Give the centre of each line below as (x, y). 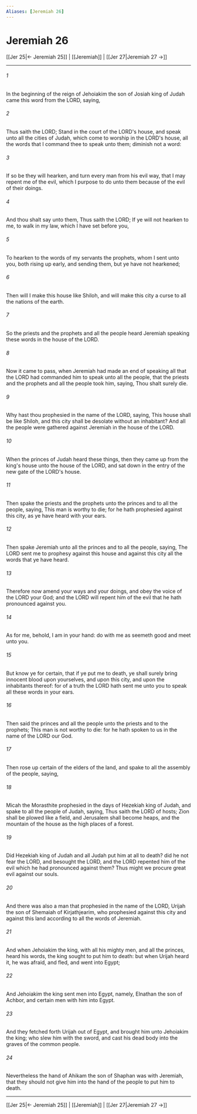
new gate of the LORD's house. (44, 471)
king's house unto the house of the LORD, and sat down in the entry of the (96, 465)
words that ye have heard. (38, 560)
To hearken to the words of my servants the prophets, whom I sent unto (93, 257)
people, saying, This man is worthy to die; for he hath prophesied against (94, 509)
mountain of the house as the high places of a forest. (70, 824)
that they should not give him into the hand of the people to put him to (90, 1082)
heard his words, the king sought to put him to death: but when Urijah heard (98, 956)
